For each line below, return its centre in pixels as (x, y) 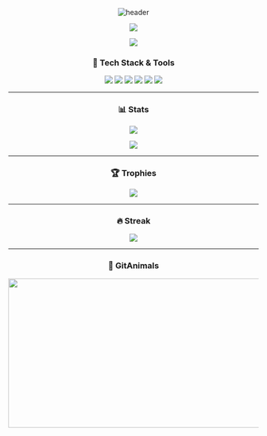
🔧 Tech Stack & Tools (133, 62)
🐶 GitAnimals (133, 266)
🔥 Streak (133, 220)
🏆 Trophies (133, 173)
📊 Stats (133, 110)
